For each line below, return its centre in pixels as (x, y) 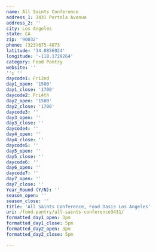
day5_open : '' (24, 151)
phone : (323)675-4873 (33, 45)
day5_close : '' (25, 156)
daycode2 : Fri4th (28, 95)
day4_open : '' (24, 134)
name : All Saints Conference (42, 12)
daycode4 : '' (22, 129)
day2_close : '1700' (30, 106)
